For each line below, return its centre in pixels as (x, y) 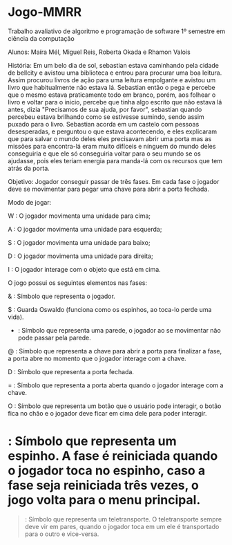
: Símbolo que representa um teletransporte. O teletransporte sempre (123, 519)
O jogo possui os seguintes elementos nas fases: (78, 283)
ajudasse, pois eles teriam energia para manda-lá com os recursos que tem (115, 160)
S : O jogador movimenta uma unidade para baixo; (79, 242)
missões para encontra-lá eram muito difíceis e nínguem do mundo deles (112, 146)
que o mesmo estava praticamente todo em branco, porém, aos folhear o (112, 95)
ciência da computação (41, 38)
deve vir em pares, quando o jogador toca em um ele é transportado (122, 526)
